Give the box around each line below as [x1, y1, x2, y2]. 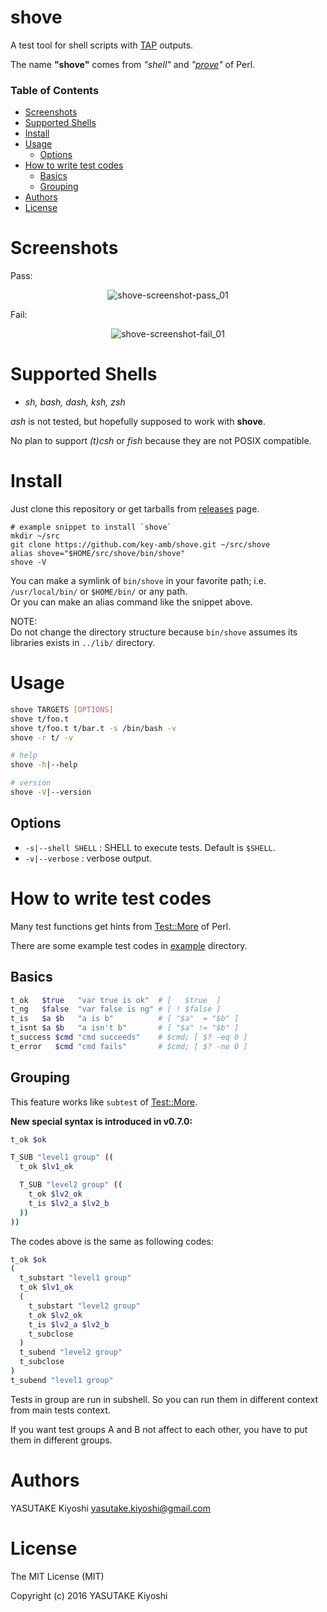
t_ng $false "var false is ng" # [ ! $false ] [10, 1004, 222, 1015]
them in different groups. [10, 1434, 113, 1446]
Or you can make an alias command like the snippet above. [10, 596, 253, 608]
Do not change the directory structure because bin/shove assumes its [10, 626, 298, 638]
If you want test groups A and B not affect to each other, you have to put [10, 1423, 308, 1435]
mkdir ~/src [10, 531, 60, 541]
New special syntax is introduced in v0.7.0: [10, 1115, 193, 1127]
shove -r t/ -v [10, 732, 74, 743]
